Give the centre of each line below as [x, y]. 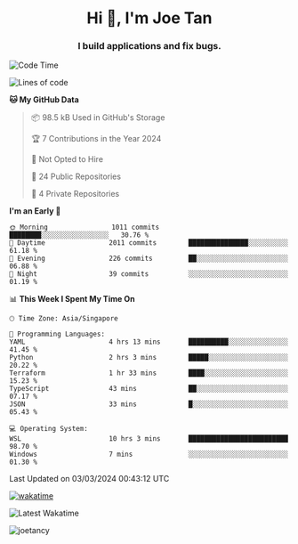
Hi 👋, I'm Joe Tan [149, 18]
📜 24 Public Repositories [76, 176]
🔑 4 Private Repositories [75, 194]
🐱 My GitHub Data [44, 100]
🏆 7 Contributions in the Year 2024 [96, 139]
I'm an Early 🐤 [35, 211]
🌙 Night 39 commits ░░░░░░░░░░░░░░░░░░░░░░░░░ [149, 274]
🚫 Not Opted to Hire [67, 159]
